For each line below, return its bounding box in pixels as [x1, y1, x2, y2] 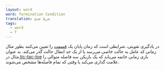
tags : [5, 21, 17, 26]
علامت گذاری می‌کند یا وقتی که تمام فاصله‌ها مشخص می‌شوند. [5, 59, 120, 65]
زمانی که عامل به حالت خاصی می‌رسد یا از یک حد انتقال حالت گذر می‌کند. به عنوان [5, 48, 157, 54]
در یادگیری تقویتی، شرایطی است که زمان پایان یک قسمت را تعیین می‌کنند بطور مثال [5, 44, 160, 49]
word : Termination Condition [5, 12, 66, 17]
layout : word [5, 7, 33, 12]
